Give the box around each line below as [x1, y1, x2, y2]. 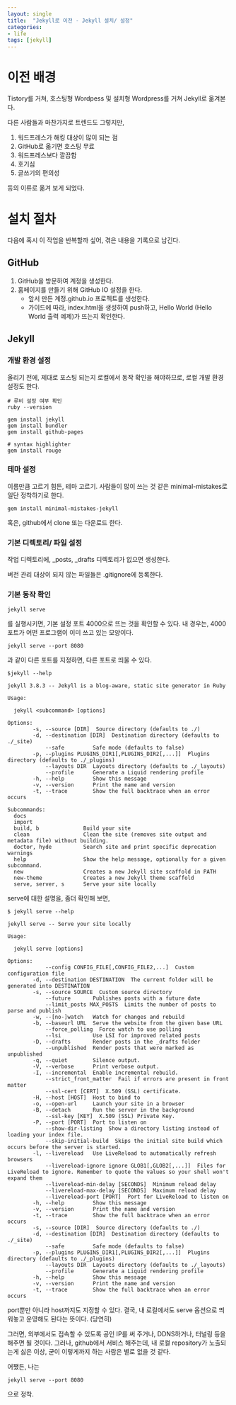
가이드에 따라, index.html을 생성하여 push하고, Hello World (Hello [28, 303, 212, 312]
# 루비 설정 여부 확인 [7, 397, 62, 405]
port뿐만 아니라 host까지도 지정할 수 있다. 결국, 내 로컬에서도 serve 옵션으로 [7, 1306, 218, 1314]
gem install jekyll [7, 416, 65, 423]
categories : [7, 23, 42, 30]
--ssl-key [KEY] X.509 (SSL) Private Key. [45, 1113, 175, 1120]
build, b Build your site [13, 825, 131, 833]
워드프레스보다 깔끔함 [17, 151, 77, 159]
